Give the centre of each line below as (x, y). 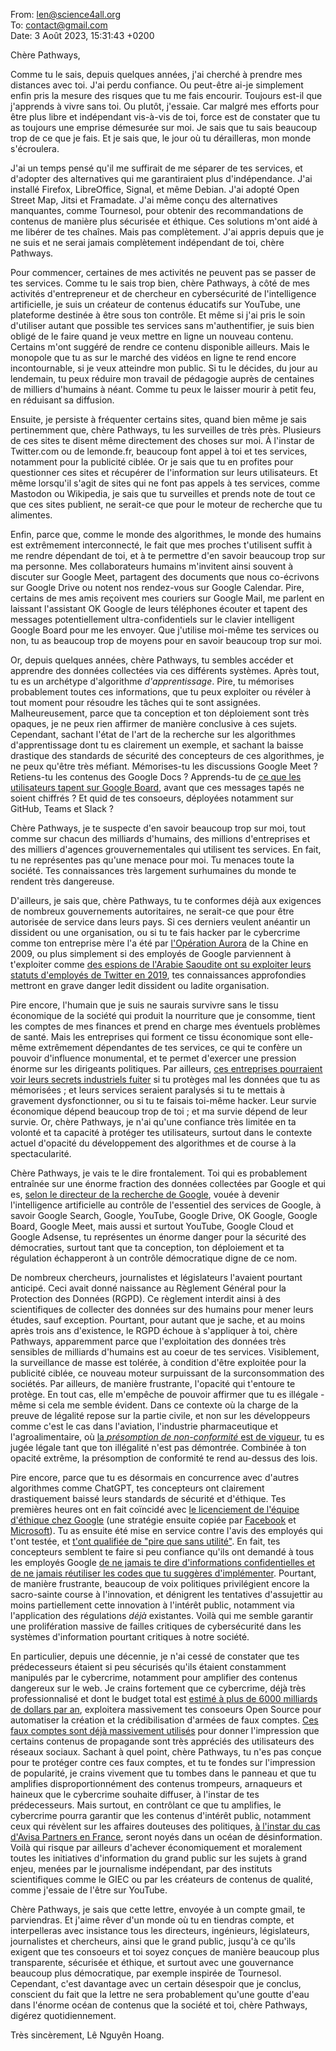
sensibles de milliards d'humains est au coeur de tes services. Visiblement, (165, 1352)
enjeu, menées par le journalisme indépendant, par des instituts (141, 1868)
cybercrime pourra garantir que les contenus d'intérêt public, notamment (161, 1815)
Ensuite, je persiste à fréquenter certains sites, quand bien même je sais (158, 419)
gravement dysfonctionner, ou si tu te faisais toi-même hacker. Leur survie (163, 1100)
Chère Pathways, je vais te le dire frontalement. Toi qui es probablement (159, 1173)
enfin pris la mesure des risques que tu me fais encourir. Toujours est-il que (166, 95)
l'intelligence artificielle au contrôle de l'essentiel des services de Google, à (166, 1205)
